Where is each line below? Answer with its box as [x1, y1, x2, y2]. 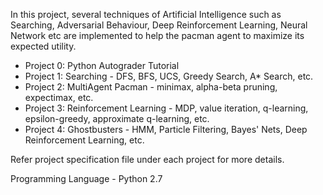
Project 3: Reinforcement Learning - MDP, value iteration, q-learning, [24, 102, 309, 114]
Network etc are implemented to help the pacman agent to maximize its [10, 30, 305, 41]
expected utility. [10, 40, 77, 52]
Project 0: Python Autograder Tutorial [24, 60, 180, 71]
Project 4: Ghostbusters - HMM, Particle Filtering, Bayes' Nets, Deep [24, 124, 308, 135]
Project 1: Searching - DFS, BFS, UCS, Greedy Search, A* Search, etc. [24, 70, 314, 82]
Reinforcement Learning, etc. [24, 134, 145, 146]
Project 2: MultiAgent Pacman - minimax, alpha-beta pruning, [24, 81, 278, 93]
